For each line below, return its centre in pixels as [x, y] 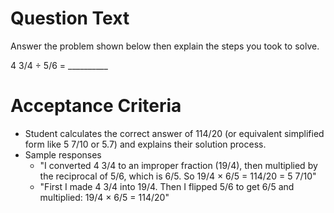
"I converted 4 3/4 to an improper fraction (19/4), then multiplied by [178, 165]
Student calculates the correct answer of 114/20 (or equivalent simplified [174, 133]
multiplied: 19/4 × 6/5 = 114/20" [104, 197]
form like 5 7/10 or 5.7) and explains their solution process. [145, 144]
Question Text [70, 18]
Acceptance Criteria [96, 106]
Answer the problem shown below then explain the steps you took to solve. [165, 46]
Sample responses [63, 154]
